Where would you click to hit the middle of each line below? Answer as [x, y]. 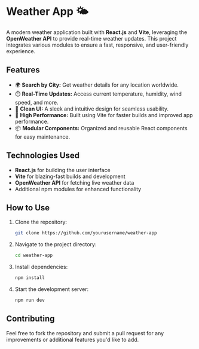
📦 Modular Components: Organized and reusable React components [101, 128]
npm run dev [30, 300]
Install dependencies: [41, 267]
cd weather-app [34, 255]
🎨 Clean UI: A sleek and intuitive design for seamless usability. [92, 109]
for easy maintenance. [42, 137]
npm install [30, 278]
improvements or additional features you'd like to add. [73, 339]
